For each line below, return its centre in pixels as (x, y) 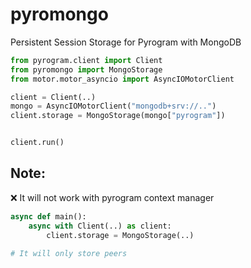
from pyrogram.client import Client (86, 60)
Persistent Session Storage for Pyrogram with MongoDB (126, 42)
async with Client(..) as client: (100, 226)
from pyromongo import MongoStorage (86, 69)
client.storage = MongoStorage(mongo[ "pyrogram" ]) (118, 116)
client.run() (37, 143)
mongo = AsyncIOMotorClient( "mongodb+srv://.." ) (113, 106)
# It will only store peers (69, 253)
